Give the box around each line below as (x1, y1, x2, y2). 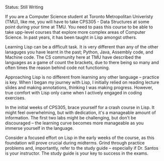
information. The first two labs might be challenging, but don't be (5, 115, 136, 120)
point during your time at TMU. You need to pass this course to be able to (5, 24, 153, 30)
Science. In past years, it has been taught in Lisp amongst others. (5, 34, 137, 40)
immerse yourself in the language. (5, 125, 74, 131)
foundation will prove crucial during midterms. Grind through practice (5, 140, 145, 146)
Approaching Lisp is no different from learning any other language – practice (5, 74, 160, 80)
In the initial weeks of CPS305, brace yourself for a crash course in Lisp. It (5, 105, 155, 110)
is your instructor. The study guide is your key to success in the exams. (5, 150, 148, 156)
